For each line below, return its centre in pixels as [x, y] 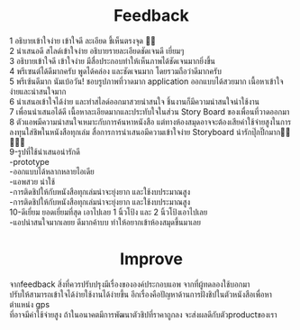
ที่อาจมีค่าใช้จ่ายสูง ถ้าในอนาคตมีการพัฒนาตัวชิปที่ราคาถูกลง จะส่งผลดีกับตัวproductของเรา [143, 314]
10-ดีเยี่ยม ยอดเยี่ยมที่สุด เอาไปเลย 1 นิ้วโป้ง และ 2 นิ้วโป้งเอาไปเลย [109, 212]
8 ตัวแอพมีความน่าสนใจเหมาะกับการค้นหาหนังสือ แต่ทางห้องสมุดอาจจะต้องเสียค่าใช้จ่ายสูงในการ [150, 122]
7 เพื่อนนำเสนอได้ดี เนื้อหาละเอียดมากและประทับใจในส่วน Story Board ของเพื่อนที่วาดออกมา [150, 111]
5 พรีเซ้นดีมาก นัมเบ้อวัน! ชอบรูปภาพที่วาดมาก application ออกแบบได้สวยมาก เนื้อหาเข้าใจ [146, 81]
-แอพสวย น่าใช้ [32, 181]
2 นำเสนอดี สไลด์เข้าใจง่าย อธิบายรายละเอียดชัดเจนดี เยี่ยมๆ [97, 50]
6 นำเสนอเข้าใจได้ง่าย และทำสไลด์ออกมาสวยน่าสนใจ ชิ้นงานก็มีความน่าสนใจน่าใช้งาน [134, 101]
